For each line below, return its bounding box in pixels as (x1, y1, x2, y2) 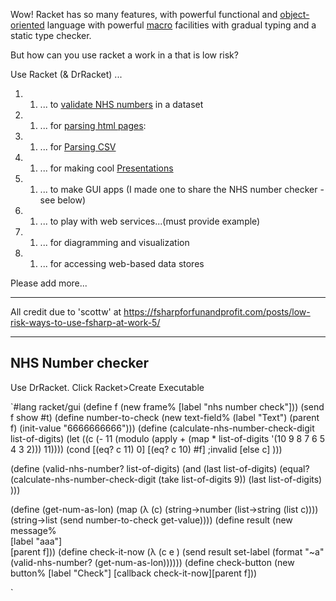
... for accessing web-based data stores (39, 258, 205, 269)
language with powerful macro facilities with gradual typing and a (46, 19, 317, 31)
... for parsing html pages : (39, 120, 147, 131)
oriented (10, 19, 45, 31)
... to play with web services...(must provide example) (39, 215, 261, 227)
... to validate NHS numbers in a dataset (39, 99, 204, 110)
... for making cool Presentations (39, 162, 174, 174)
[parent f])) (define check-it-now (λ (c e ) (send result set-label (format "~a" (10, 545, 325, 558)
